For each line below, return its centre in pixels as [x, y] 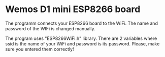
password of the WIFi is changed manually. [50, 28]
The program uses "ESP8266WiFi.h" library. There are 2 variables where [81, 38]
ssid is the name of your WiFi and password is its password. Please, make [82, 43]
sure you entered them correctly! [40, 49]
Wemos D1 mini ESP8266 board [73, 9]
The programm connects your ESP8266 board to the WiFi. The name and [82, 23]
